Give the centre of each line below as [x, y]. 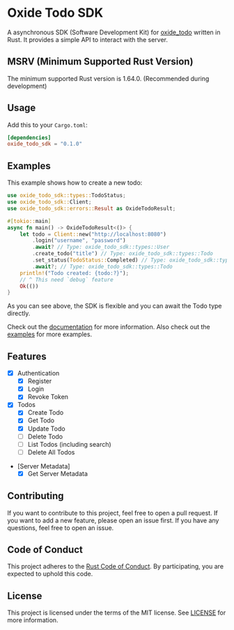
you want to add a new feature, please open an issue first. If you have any [113, 520]
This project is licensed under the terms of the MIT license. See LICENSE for [117, 613]
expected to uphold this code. [50, 574]
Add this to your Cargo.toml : [48, 124]
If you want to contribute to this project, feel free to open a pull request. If [112, 513]
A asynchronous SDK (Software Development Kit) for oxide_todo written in [114, 32]
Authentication [38, 373]
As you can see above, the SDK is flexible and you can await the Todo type [115, 306]
